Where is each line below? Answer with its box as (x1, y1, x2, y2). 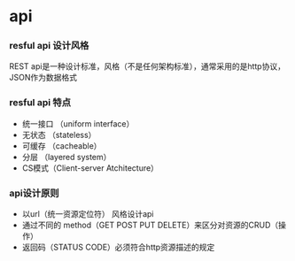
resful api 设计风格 (9, 40, 89, 52)
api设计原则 (9, 187, 59, 199)
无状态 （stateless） (21, 129, 97, 140)
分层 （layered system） (21, 151, 112, 162)
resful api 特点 (9, 96, 72, 109)
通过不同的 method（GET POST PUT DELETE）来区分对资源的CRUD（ (21, 219, 279, 231)
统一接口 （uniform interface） (21, 118, 135, 129)
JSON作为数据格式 (9, 73, 78, 83)
